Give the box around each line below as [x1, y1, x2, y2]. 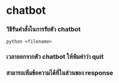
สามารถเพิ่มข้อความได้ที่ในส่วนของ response [6, 69, 114, 77]
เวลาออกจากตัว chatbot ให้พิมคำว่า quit [6, 52, 104, 61]
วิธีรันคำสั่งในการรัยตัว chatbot [6, 25, 81, 34]
